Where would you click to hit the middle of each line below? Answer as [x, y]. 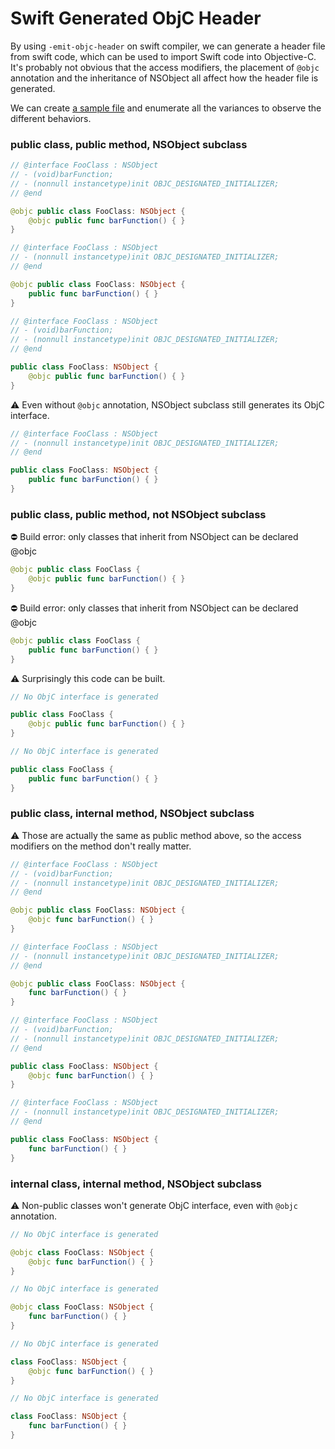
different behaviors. [51, 118]
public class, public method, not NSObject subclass [138, 514]
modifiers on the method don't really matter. [101, 846]
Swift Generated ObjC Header [136, 18]
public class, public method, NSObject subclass [129, 144]
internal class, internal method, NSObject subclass [136, 1184]
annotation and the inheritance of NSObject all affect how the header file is [164, 78]
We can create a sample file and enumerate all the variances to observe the [166, 108]
